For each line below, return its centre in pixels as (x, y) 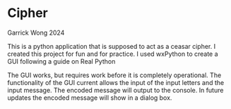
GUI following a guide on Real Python (61, 61)
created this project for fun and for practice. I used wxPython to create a (113, 54)
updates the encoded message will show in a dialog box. (90, 98)
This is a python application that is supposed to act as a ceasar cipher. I (112, 46)
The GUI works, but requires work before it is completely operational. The (114, 75)
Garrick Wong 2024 (36, 33)
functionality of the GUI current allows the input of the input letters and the (116, 82)
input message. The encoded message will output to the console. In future (115, 90)
